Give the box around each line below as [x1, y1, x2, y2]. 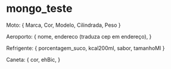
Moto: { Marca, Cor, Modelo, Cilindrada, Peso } [6, 21, 121, 29]
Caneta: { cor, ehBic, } [6, 56, 61, 63]
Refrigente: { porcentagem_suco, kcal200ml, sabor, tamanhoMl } [6, 44, 165, 52]
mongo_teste [6, 2, 73, 15]
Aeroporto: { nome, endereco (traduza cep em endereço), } [6, 33, 152, 40]
